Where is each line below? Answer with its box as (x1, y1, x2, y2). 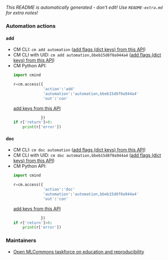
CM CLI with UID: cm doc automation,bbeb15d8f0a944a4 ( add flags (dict (13, 152, 161, 159)
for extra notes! (6, 10, 38, 16)
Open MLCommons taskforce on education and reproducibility (13, 248, 145, 254)
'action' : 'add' (43, 86, 75, 91)
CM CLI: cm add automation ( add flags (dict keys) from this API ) (13, 46, 146, 53)
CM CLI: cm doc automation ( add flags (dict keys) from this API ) (13, 147, 146, 153)
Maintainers (6, 237, 37, 244)
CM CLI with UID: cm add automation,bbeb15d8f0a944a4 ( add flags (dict (13, 52, 161, 58)
